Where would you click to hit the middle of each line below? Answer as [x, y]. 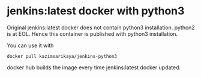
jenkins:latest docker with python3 [96, 11]
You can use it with [30, 45]
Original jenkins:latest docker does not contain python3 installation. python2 [101, 27]
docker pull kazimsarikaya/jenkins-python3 [62, 56]
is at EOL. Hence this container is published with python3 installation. [92, 33]
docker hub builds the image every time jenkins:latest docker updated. [94, 67]
